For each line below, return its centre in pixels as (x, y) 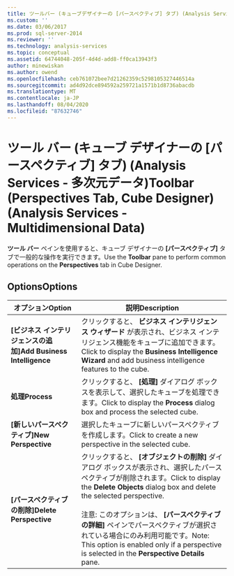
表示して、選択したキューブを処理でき (157, 392)
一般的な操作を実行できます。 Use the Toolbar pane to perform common (123, 257)
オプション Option (42, 308)
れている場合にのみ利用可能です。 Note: (146, 535)
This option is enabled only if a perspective (151, 545)
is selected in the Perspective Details (143, 553)
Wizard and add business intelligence (143, 360)
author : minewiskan (36, 66)
